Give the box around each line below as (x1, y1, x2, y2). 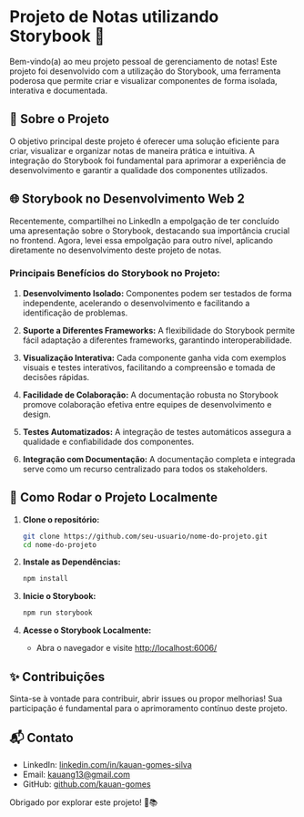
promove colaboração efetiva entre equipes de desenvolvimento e (22, 398, 272, 409)
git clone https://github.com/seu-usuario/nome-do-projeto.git (22, 532, 269, 541)
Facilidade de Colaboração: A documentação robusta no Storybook (22, 389, 279, 400)
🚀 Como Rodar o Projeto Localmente (9, 490, 218, 505)
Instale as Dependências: (22, 556, 121, 567)
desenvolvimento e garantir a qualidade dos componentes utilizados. (9, 164, 269, 175)
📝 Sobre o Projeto (9, 111, 110, 127)
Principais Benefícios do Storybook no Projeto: (9, 267, 220, 280)
